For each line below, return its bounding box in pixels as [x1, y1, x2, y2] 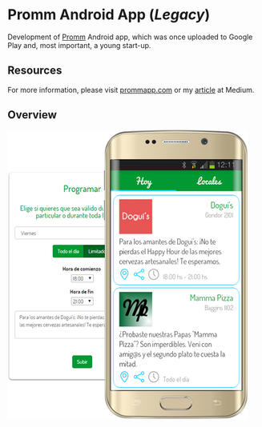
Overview [7, 108, 58, 122]
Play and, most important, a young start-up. [7, 40, 151, 50]
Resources [7, 64, 62, 78]
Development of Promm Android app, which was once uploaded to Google [7, 32, 253, 42]
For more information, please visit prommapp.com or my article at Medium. [7, 85, 255, 94]
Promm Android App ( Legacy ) [7, 6, 210, 24]
